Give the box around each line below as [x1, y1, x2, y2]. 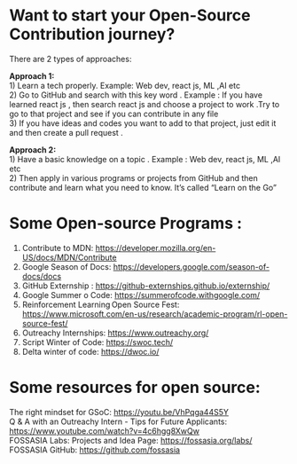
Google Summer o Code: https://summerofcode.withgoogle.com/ [21, 289, 261, 300]
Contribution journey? [9, 24, 176, 44]
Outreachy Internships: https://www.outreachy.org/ [21, 327, 209, 338]
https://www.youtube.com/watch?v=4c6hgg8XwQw [9, 425, 199, 436]
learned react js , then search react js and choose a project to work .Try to [9, 98, 280, 109]
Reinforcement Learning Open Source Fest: [21, 299, 180, 310]
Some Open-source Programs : [9, 214, 242, 233]
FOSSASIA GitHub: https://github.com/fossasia [9, 444, 180, 455]
